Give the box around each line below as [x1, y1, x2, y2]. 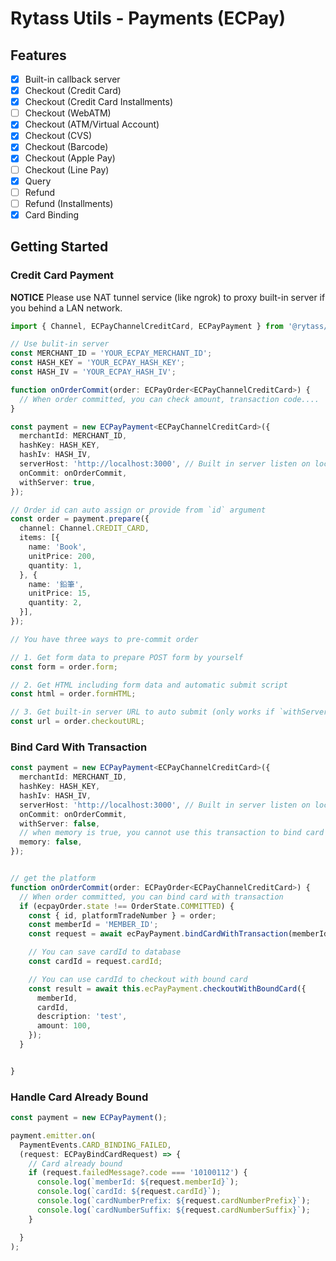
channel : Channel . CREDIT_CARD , [19, 523, 150, 534]
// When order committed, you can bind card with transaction [19, 892, 284, 902]
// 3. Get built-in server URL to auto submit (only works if [10, 707, 275, 717]
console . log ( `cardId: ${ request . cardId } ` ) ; [36, 1187, 222, 1197]
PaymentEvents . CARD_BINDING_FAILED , [19, 1140, 172, 1150]
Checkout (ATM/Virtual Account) [24, 118, 160, 131]
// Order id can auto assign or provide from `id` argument [10, 505, 267, 515]
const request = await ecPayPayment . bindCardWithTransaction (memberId [28, 929, 329, 939]
